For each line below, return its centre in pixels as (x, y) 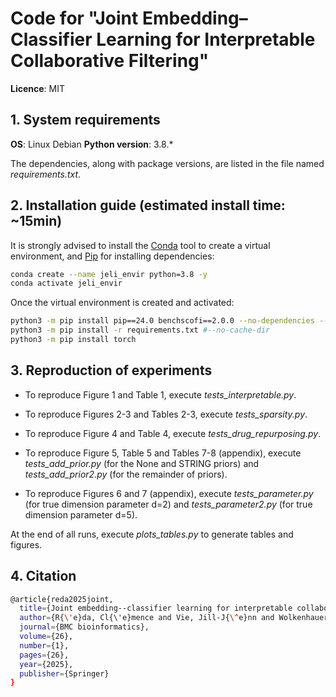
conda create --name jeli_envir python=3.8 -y (109, 274)
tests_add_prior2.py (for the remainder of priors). (126, 474)
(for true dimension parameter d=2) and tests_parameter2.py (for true (168, 504)
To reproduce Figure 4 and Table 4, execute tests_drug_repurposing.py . (173, 433)
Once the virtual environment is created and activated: (122, 303)
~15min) (36, 221)
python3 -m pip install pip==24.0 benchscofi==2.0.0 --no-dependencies (162, 321)
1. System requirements (85, 120)
